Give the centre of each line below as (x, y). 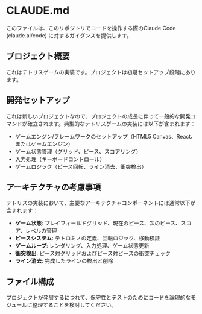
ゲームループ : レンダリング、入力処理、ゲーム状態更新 (82, 246)
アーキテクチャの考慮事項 (54, 187)
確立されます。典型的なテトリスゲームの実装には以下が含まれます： (111, 124)
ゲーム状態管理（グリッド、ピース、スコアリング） (78, 151)
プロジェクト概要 (38, 56)
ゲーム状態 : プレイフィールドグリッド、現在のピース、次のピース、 (98, 223)
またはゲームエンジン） (44, 144)
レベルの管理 (41, 231)
